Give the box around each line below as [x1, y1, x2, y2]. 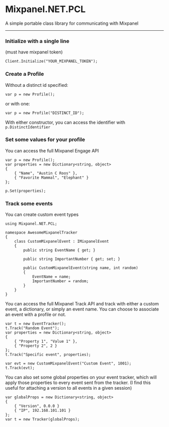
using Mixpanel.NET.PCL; [5, 221, 57, 227]
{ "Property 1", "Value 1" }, [14, 339, 78, 344]
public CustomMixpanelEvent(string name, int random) [23, 265, 138, 271]
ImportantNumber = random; [32, 279, 89, 284]
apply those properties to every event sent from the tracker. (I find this [5, 380, 151, 386]
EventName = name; [32, 274, 71, 280]
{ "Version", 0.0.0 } [14, 404, 59, 409]
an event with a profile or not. [5, 311, 66, 317]
